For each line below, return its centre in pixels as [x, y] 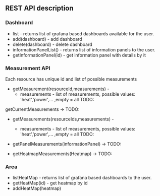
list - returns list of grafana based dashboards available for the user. [83, 34]
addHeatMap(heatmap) [37, 188]
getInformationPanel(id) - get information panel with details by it [79, 55]
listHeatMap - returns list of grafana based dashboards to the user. [82, 178]
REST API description [40, 8]
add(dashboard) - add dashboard [47, 39]
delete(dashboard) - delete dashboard [52, 44]
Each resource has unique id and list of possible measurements [71, 79]
